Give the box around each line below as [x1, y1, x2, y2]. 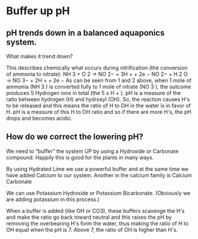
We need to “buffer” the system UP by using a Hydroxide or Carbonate [6, 147, 179, 155]
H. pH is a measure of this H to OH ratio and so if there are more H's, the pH [6, 109, 191, 115]
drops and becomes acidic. [6, 114, 73, 122]
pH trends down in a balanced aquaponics [6, 28, 165, 38]
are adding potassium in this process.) [6, 196, 100, 203]
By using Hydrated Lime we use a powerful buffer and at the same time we [6, 165, 189, 173]
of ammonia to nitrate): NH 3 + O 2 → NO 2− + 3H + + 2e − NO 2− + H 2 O [6, 71, 188, 78]
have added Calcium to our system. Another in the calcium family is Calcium [6, 171, 193, 179]
